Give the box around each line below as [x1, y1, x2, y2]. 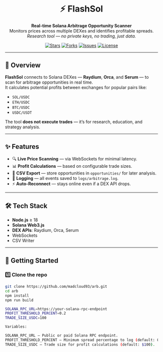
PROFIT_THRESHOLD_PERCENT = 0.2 [5, 311, 66, 316]
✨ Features [5, 142, 39, 151]
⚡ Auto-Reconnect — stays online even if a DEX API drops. [12, 180, 131, 187]
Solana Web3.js [12, 222, 45, 228]
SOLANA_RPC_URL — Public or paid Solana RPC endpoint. [5, 333, 118, 338]
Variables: [5, 324, 27, 329]
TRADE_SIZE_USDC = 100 [5, 316, 47, 320]
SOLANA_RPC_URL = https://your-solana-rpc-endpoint [5, 306, 108, 311]
